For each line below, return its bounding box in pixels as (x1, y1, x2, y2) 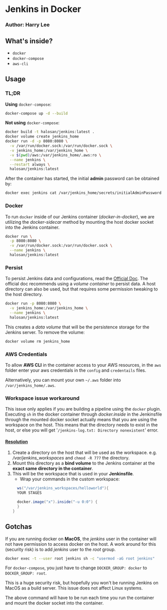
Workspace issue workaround (5, 395, 80, 402)
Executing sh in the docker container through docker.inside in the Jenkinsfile (5, 411, 162, 417)
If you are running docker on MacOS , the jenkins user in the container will (5, 536, 157, 542)
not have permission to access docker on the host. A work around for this (5, 541, 156, 547)
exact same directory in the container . (12, 465, 93, 471)
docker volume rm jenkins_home (5, 339, 70, 344)
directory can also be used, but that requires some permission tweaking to (5, 286, 158, 292)
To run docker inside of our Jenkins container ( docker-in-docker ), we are (5, 213, 155, 220)
